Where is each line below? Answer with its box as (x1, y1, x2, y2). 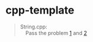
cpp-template (5, 4, 75, 17)
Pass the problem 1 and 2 (25, 29, 87, 36)
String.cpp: (20, 23, 48, 30)
